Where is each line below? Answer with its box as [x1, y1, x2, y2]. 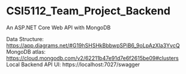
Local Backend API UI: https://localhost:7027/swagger [6, 61, 140, 68]
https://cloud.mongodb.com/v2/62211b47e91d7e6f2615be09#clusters [6, 54, 179, 61]
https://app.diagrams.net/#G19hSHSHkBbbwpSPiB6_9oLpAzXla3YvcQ [6, 42, 180, 49]
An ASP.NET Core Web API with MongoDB [6, 24, 111, 31]
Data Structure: [6, 35, 44, 42]
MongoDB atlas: [6, 48, 46, 55]
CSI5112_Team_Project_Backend [6, 4, 171, 18]
